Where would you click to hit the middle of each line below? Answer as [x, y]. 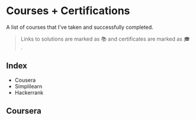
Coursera [24, 111]
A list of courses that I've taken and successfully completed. [80, 27]
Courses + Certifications [68, 11]
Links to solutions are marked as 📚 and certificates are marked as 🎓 [105, 39]
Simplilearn [28, 86]
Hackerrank [29, 92]
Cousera [25, 80]
